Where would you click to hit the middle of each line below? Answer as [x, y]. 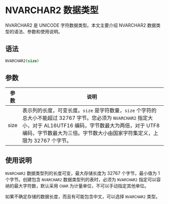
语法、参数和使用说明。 [38, 31]
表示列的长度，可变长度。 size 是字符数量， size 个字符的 [90, 110]
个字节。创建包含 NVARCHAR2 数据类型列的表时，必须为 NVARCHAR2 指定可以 [81, 180]
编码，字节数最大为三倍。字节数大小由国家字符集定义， [88, 133]
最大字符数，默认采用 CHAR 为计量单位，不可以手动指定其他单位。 [81, 186]
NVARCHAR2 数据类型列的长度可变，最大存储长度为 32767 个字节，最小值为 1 [82, 173]
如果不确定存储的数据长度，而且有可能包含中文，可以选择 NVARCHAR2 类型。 [83, 196]
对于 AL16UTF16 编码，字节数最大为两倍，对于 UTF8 [96, 125]
